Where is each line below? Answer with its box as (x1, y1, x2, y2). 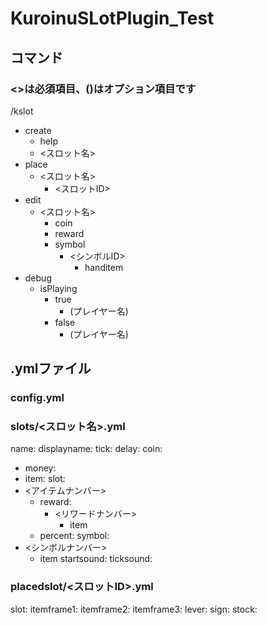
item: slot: (24, 473, 66, 485)
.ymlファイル (10, 360, 92, 377)
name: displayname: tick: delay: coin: (10, 443, 163, 455)
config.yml (10, 391, 65, 405)
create (24, 124, 52, 136)
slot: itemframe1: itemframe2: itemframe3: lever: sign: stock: (10, 603, 258, 615)
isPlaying (39, 282, 78, 294)
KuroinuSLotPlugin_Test (10, 7, 215, 30)
